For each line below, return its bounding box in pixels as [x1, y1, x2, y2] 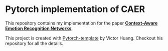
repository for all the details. [5, 40, 64, 46]
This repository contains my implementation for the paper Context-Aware [5, 20, 158, 26]
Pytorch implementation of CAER [5, 3, 145, 15]
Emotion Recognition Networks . [5, 25, 73, 31]
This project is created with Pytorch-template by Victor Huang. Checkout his [5, 35, 163, 41]
